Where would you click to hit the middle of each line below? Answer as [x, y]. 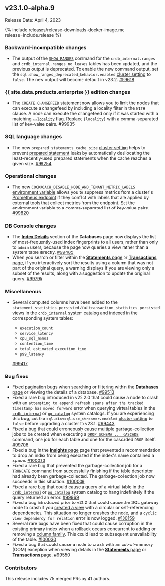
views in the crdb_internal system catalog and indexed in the [75, 313]
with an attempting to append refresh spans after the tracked [78, 403]
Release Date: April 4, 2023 [33, 20]
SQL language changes [34, 137]
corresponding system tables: [42, 318]
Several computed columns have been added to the [65, 302]
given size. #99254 [32, 163]
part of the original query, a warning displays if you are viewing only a [83, 268]
